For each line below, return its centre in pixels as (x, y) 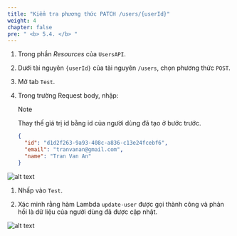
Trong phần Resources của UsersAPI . (72, 54)
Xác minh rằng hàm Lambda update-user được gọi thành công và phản (121, 204)
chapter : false (30, 27)
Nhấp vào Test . (40, 190)
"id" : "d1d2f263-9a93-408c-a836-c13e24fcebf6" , (96, 143)
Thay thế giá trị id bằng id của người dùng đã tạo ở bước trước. (109, 123)
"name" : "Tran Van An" (58, 156)
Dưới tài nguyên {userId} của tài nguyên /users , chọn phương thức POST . (124, 68)
